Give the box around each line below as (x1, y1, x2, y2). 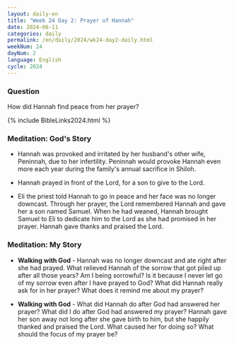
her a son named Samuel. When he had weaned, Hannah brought (17, 207, 209, 216)
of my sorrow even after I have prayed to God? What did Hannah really (17, 279, 223, 287)
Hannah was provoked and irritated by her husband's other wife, (17, 150, 206, 158)
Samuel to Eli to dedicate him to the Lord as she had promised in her (17, 215, 217, 223)
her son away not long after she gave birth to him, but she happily (17, 315, 210, 323)
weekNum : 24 (7, 43, 42, 50)
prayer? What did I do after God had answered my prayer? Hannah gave (17, 307, 228, 315)
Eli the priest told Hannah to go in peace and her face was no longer (17, 192, 216, 201)
